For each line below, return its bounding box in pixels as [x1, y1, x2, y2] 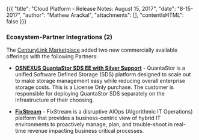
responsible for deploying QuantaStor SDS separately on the [14, 90, 165, 97]
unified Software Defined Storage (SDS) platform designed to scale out [14, 71, 191, 78]
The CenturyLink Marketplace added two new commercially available [6, 46, 178, 53]
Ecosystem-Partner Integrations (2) [6, 32, 113, 41]
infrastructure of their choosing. [14, 96, 94, 104]
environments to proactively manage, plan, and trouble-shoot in [14, 121, 173, 128]
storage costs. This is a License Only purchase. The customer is [14, 84, 174, 91]
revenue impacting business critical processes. [27, 127, 144, 135]
